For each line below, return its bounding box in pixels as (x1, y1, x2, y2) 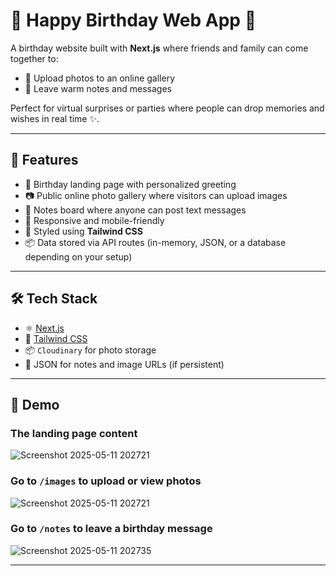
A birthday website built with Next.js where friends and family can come (10, 42, 309, 54)
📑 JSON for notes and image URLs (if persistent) (24, 358, 225, 370)
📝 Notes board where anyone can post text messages (24, 204, 247, 216)
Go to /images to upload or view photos (10, 474, 202, 488)
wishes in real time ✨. (10, 112, 100, 124)
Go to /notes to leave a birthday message (10, 522, 213, 536)
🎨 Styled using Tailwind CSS (24, 225, 143, 237)
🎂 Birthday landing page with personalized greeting (24, 178, 237, 190)
